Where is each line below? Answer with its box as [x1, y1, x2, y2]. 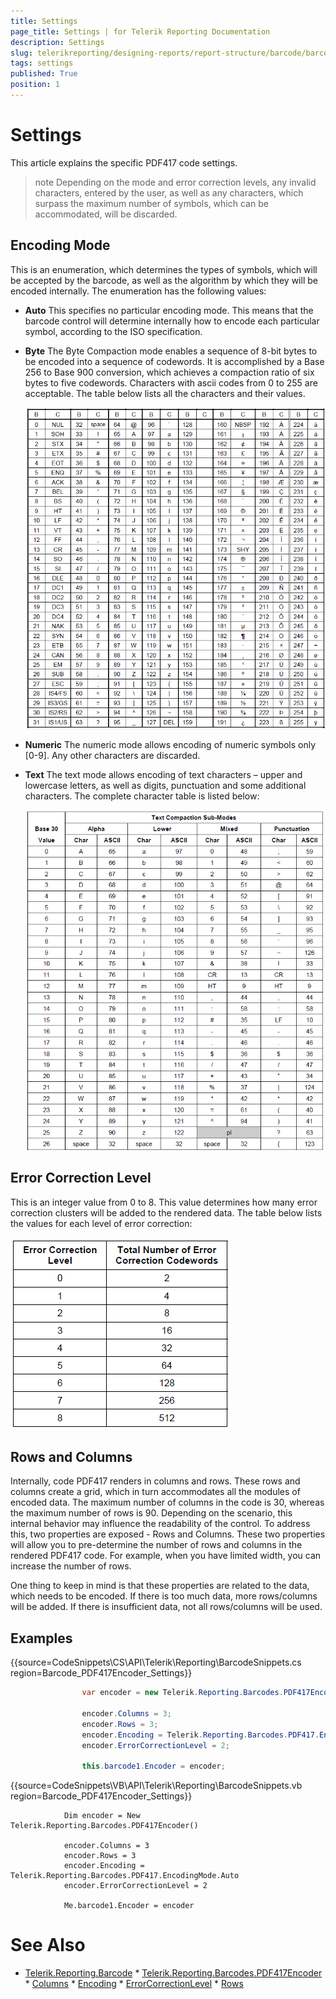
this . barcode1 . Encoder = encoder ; [81, 1761, 226, 1772]
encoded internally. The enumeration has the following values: [10, 285, 267, 297]
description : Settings [10, 37, 105, 47]
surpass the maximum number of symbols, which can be [34, 197, 269, 209]
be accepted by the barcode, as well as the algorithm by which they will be [10, 274, 318, 286]
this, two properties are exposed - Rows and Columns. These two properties [10, 1528, 326, 1540]
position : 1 [10, 80, 60, 90]
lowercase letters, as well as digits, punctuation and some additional [24, 780, 307, 792]
